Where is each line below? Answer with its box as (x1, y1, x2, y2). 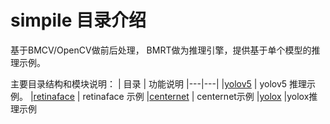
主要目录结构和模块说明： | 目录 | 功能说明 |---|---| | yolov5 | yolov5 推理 (10, 77, 308, 90)
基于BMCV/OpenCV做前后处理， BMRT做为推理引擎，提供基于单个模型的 (10, 44, 312, 56)
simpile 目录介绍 (10, 9, 147, 32)
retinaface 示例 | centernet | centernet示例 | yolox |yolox (82, 90, 310, 102)
